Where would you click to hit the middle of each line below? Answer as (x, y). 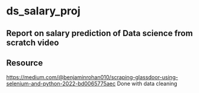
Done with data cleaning (147, 84)
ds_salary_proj (43, 11)
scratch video (33, 42)
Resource (25, 63)
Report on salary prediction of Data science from (99, 33)
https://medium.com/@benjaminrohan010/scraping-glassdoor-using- (92, 77)
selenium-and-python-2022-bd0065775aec (61, 84)
